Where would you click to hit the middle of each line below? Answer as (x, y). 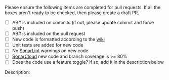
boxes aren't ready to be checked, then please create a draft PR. (72, 13)
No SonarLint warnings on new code (50, 51)
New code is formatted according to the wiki (58, 39)
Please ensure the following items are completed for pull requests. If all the (83, 7)
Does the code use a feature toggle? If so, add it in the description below (88, 62)
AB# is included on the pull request (49, 34)
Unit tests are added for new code (48, 45)
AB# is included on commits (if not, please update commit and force (83, 23)
